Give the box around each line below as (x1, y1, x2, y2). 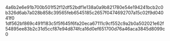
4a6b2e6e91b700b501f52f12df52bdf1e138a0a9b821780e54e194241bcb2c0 (5, 5, 164, 10)
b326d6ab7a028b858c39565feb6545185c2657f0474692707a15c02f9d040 (5, 10, 164, 16)
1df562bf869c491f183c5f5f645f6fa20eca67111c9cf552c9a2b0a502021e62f (5, 20, 164, 26)
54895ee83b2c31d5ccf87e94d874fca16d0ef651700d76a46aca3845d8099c (5, 26, 165, 32)
